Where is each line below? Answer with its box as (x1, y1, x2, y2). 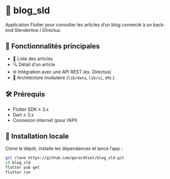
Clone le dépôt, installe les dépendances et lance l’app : (5, 146, 123, 152)
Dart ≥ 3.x (12, 111, 34, 117)
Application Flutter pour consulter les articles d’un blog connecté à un (5, 22, 152, 28)
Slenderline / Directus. (14, 27, 62, 33)
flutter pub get (5, 165, 40, 170)
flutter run (5, 170, 31, 175)
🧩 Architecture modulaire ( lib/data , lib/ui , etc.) (12, 74, 115, 81)
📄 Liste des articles (12, 55, 53, 62)
